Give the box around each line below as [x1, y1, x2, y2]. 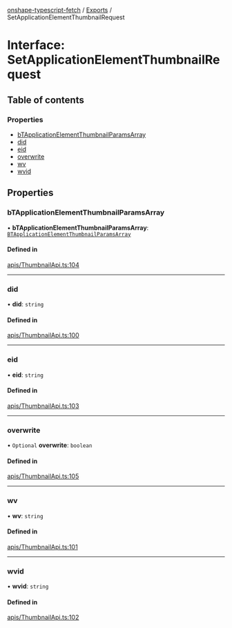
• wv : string [7, 511, 43, 520]
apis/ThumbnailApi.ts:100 [7, 331, 79, 340]
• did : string [7, 300, 44, 308]
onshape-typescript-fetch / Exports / [7, 6, 113, 14]
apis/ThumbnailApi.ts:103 [7, 402, 79, 410]
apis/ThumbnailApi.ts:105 [7, 472, 79, 480]
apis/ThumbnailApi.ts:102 [7, 614, 79, 622]
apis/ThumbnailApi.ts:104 [7, 260, 79, 268]
